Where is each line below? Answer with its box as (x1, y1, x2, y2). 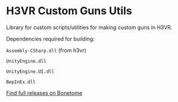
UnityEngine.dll (6, 58, 46, 64)
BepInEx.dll (6, 79, 36, 85)
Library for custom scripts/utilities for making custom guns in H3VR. (6, 24, 173, 31)
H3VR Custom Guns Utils (6, 4, 132, 18)
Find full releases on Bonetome (6, 89, 83, 96)
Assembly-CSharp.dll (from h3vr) (6, 46, 87, 54)
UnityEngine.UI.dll (6, 68, 55, 75)
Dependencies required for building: (6, 35, 95, 42)
